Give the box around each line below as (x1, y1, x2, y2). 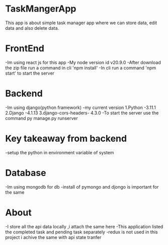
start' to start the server (5, 70, 54, 76)
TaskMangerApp (5, 3, 76, 15)
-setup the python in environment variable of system (5, 149, 114, 155)
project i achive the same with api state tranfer (5, 234, 102, 240)
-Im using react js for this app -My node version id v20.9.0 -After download (5, 59, 161, 66)
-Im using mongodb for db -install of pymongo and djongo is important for (5, 183, 159, 190)
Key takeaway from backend (5, 133, 127, 144)
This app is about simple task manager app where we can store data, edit (5, 20, 157, 26)
